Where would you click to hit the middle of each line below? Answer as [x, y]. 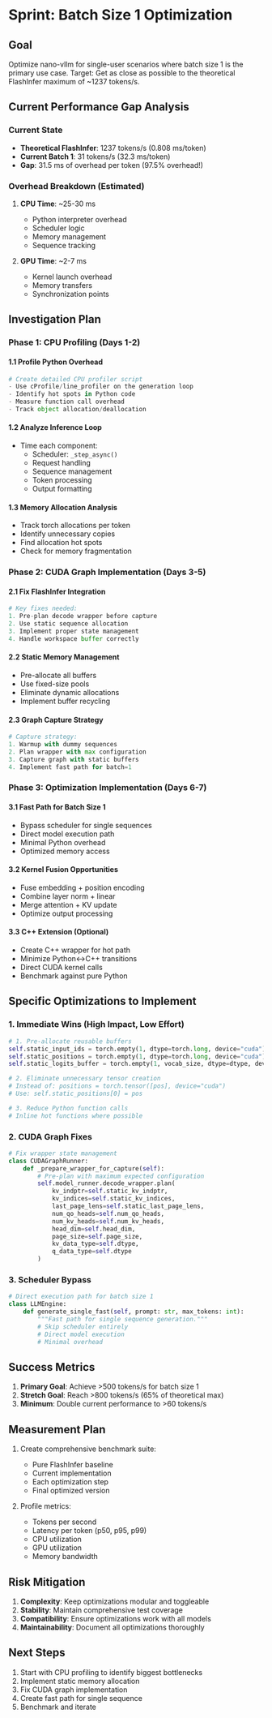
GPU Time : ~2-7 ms [53, 260]
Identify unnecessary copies [68, 534]
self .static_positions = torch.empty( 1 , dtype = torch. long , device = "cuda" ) [137, 1056]
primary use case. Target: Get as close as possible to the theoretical [122, 73]
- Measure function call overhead [67, 402]
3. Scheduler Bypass [50, 1280]
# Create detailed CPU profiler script [76, 379]
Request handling [62, 463]
